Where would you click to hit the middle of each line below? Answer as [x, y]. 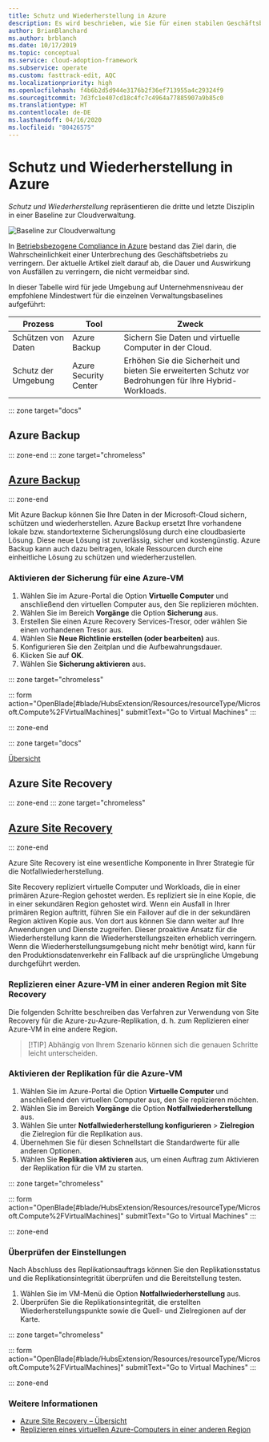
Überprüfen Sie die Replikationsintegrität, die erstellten [110, 1303]
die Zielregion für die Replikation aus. [81, 1133]
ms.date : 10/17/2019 [43, 46]
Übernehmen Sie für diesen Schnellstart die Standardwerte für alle [130, 1142]
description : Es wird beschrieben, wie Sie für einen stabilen [116, 23]
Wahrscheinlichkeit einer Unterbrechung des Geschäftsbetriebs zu [118, 254]
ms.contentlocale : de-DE [50, 113]
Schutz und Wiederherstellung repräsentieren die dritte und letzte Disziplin [131, 206]
